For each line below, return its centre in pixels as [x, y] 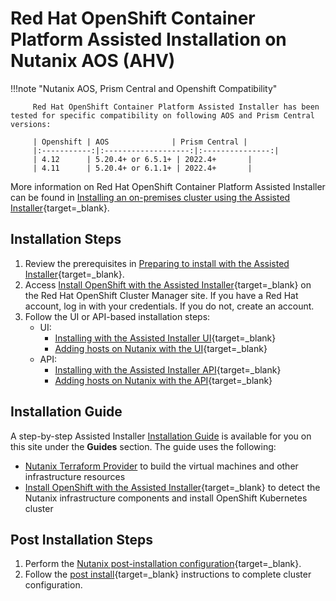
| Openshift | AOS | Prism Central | [140, 142]
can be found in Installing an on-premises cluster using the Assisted [150, 197]
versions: [31, 124]
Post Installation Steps [82, 539]
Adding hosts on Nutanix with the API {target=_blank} [163, 380]
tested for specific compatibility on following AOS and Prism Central [162, 115]
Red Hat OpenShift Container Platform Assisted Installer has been [176, 107]
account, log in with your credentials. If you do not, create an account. [169, 306]
